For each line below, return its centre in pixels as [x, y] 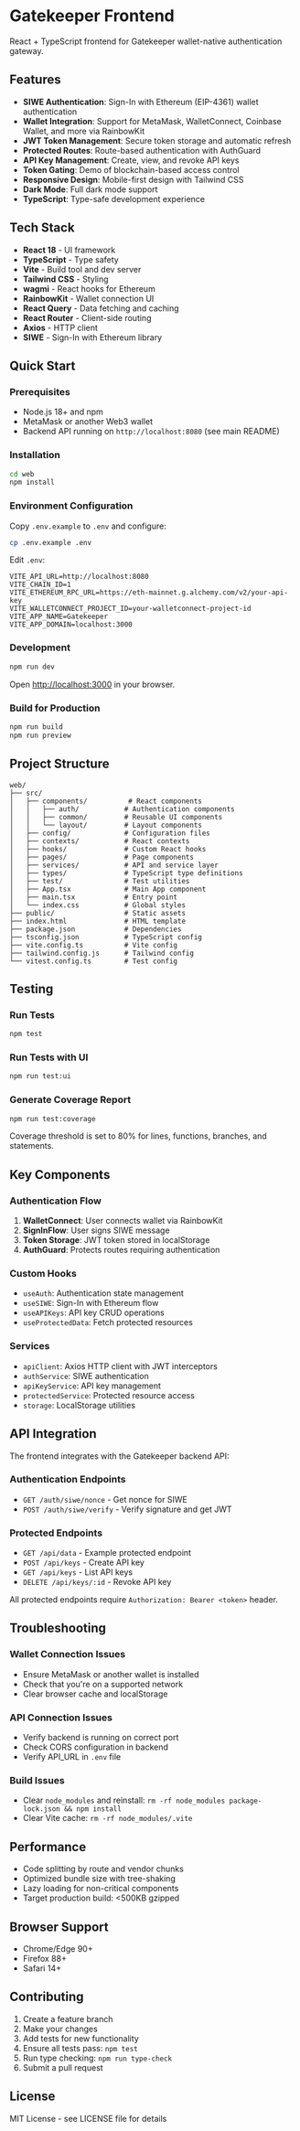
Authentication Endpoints [68, 1480]
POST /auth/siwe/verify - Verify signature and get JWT [127, 1509]
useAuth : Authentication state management [103, 1293]
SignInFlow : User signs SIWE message [96, 1230]
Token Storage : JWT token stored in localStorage [116, 1240]
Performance [48, 1847]
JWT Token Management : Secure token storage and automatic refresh [157, 140]
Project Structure [59, 764]
